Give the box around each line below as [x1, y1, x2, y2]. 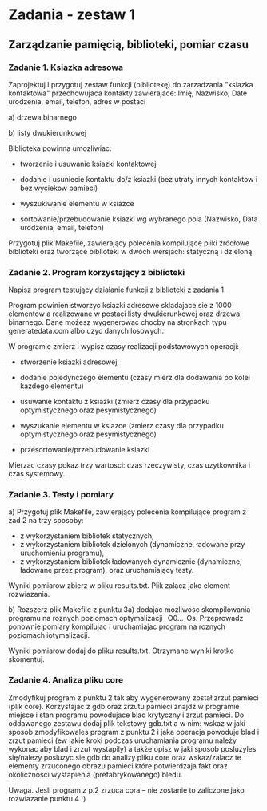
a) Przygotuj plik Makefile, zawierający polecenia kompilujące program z [8, 507, 247, 517]
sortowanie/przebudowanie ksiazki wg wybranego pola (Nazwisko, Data [19, 214, 258, 224]
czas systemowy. [8, 469, 66, 479]
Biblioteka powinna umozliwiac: [8, 143, 112, 153]
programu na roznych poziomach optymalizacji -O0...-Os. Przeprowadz [8, 614, 244, 623]
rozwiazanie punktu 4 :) [8, 793, 86, 803]
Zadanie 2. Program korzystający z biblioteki [8, 266, 185, 278]
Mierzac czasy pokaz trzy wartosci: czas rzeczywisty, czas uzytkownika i [8, 460, 250, 470]
